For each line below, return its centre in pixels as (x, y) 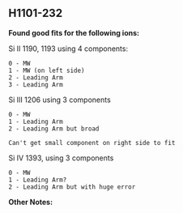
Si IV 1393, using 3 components (61, 158)
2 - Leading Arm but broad (54, 129)
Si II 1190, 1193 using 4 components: (68, 49)
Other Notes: (31, 202)
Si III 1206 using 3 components (60, 100)
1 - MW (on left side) (47, 70)
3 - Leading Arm (36, 84)
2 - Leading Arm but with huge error (72, 187)
